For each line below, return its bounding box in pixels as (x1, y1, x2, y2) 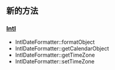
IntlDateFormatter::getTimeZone (15, 51, 95, 58)
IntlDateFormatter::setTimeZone (15, 57, 95, 65)
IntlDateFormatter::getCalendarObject (15, 44, 109, 52)
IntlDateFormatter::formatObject (15, 38, 95, 46)
